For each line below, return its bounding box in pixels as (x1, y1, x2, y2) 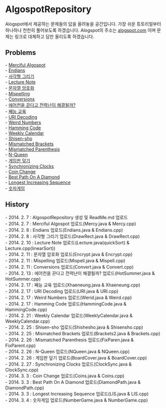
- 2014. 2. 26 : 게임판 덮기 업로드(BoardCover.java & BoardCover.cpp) (5, 354, 147, 361)
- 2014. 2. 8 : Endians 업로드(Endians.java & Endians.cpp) (5, 227, 124, 233)
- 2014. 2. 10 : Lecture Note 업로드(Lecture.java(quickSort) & (5, 239, 130, 245)
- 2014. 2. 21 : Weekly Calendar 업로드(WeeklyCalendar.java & (5, 312, 133, 319)
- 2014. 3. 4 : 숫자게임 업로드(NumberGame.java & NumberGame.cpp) (5, 397, 148, 403)
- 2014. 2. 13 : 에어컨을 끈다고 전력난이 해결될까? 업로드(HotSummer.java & (5, 270, 155, 276)
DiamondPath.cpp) (5, 385, 44, 391)
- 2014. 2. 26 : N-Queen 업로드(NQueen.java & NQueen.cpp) (5, 348, 130, 354)
